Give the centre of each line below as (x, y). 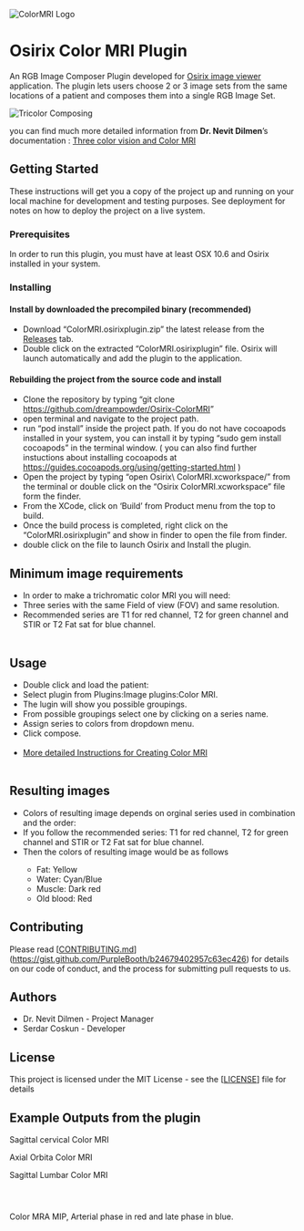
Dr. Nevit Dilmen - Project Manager (88, 1019)
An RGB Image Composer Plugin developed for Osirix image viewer (135, 76)
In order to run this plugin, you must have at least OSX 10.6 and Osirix (140, 254)
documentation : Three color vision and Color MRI (103, 140)
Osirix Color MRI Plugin (99, 51)
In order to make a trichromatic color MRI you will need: (127, 595)
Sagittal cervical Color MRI (59, 1140)
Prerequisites (40, 234)
